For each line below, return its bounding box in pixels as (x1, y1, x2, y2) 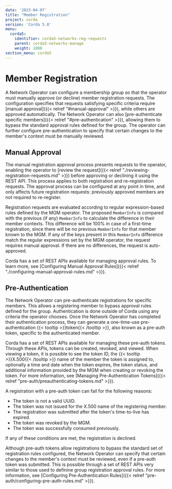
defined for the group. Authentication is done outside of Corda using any (5, 308, 159, 315)
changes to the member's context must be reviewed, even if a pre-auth (5, 456, 156, 462)
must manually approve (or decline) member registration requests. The (5, 95, 155, 101)
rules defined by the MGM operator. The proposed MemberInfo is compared (5, 210, 164, 216)
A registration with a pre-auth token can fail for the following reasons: (5, 388, 152, 394)
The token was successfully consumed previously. (12, 425, 120, 432)
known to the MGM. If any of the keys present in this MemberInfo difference (5, 231, 163, 238)
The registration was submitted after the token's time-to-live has (12, 409, 149, 415)
